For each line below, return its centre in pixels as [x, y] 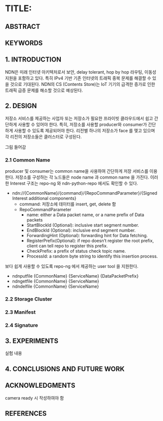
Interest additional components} [44, 198]
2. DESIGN [21, 106]
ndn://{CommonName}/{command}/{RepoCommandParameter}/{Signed [84, 193]
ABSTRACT [23, 27]
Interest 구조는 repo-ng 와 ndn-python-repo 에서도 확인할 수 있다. [74, 183]
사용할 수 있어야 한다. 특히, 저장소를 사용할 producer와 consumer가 [82, 124]
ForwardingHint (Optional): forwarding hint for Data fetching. [87, 235]
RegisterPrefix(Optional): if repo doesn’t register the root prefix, [90, 241]
